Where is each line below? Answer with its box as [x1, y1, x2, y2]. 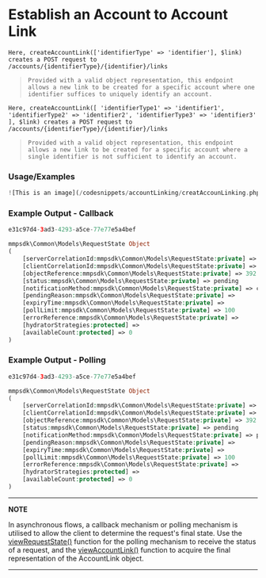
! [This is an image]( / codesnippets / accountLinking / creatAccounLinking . [8, 189, 249, 197]
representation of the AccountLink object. [8, 553, 144, 563]
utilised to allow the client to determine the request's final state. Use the [8, 528, 243, 538]
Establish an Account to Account [8, 6, 228, 24]
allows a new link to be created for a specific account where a [27, 145, 248, 154]
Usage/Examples [8, 170, 75, 182]
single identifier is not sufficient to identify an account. [27, 152, 237, 160]
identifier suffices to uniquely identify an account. [27, 90, 213, 98]
